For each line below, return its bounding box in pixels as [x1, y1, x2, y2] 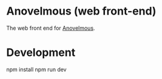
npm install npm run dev [6, 66, 67, 73]
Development [6, 46, 76, 60]
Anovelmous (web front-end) [6, 4, 157, 18]
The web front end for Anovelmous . [6, 24, 95, 32]
